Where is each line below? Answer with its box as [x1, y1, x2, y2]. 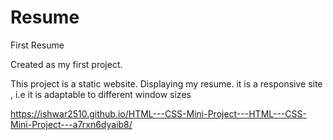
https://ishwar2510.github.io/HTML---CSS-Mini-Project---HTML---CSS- [10, 107, 307, 120]
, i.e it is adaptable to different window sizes [10, 88, 192, 100]
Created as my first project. [10, 58, 123, 70]
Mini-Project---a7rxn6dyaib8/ [10, 118, 133, 130]
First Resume [10, 39, 65, 51]
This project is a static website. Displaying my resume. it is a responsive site [10, 77, 323, 90]
